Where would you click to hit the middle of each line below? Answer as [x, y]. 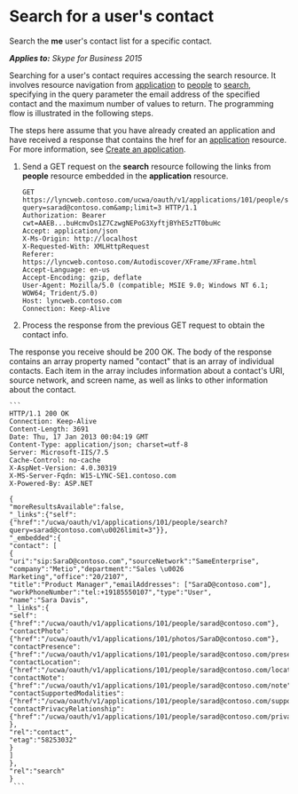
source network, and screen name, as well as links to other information [139, 380]
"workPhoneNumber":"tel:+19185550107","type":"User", [111, 592]
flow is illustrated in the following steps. [81, 113]
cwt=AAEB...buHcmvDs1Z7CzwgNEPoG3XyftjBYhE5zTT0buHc [122, 223]
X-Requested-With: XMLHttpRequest [86, 246]
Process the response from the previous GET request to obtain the [143, 325]
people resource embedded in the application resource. [125, 176]
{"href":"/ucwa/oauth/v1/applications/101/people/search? [118, 522]
